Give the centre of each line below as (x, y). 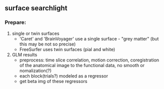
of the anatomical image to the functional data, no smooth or (82, 65)
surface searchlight (36, 8)
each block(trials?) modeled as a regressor (64, 76)
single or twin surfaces (36, 33)
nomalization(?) (35, 70)
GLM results (25, 54)
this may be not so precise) (48, 44)
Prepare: (16, 22)
